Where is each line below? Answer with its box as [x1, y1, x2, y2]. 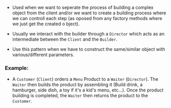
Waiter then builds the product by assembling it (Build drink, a [12, 82, 143, 88]
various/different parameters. [12, 51, 75, 58]
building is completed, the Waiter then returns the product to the [12, 93, 148, 99]
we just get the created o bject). [12, 21, 80, 27]
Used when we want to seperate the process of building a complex [12, 5, 154, 10]
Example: [5, 64, 29, 71]
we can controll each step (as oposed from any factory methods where [12, 15, 162, 21]
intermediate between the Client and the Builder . [12, 36, 118, 42]
